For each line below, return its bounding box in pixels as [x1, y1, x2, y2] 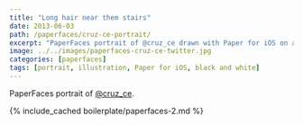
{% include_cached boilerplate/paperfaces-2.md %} [9, 105, 205, 116]
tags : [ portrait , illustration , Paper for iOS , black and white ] [9, 64, 260, 73]
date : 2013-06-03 [9, 22, 75, 31]
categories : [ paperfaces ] [9, 55, 106, 64]
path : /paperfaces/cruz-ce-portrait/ [9, 30, 151, 39]
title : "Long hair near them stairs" [9, 13, 151, 22]
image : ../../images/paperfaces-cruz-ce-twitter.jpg [9, 47, 212, 56]
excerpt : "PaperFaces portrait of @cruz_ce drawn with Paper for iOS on [9, 38, 289, 48]
